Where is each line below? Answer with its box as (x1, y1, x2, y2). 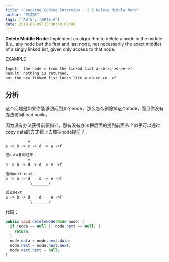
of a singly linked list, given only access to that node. (5, 46, 116, 52)
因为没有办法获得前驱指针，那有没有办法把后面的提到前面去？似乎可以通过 (5, 122, 160, 128)
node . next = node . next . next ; (10, 243, 71, 248)
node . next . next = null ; (10, 247, 60, 253)
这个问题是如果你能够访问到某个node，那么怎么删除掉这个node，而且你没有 (5, 105, 164, 111)
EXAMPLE (5, 56, 26, 62)
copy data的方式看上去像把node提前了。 (5, 128, 90, 135)
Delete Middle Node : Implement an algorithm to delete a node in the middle (5, 36, 163, 42)
